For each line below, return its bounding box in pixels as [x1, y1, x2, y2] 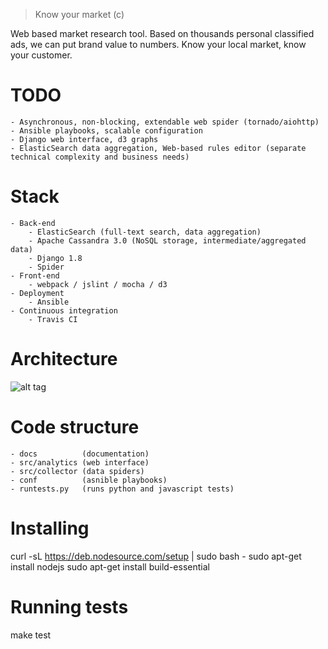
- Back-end [10, 218, 56, 228]
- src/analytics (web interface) [10, 457, 150, 468]
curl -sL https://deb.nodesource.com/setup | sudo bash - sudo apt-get [10, 550, 302, 562]
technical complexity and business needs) [10, 152, 190, 162]
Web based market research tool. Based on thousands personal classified [10, 28, 315, 39]
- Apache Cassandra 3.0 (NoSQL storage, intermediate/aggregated [28, 235, 307, 246]
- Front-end [10, 270, 60, 281]
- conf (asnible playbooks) [10, 475, 168, 485]
